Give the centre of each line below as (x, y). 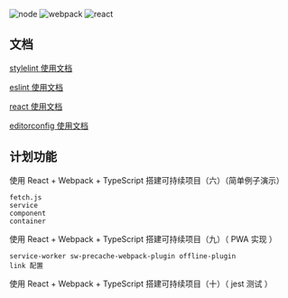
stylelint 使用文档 (41, 68)
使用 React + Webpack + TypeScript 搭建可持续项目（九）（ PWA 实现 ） (143, 238)
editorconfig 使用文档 (49, 126)
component (28, 213)
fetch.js (26, 197)
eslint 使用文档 (37, 87)
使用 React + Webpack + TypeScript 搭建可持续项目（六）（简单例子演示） (147, 180)
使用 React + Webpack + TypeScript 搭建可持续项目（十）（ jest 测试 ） (141, 284)
